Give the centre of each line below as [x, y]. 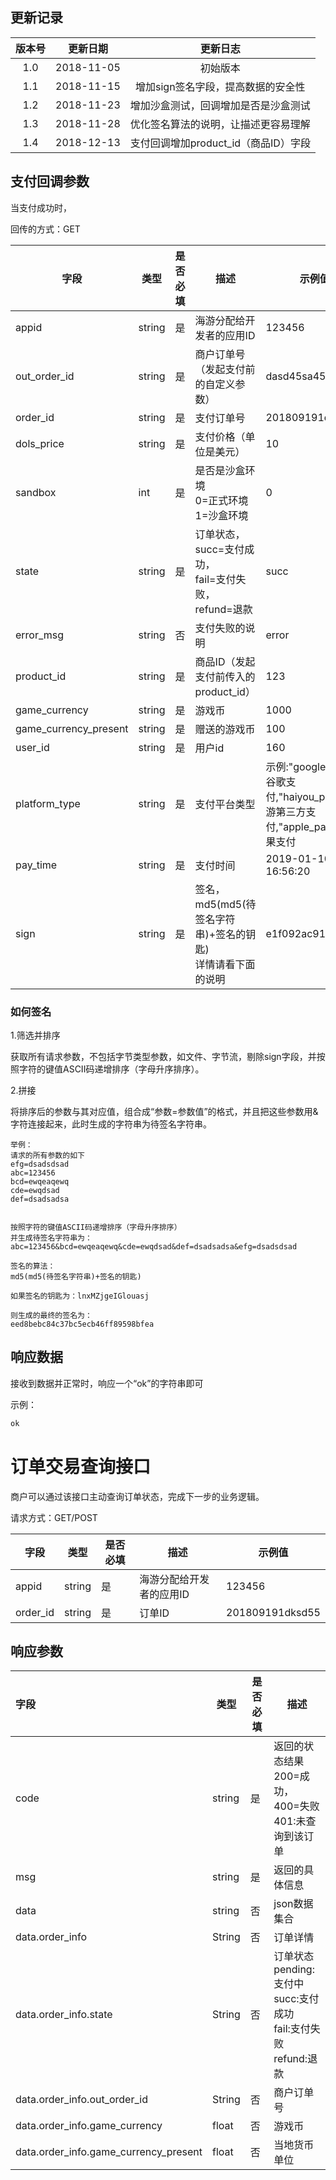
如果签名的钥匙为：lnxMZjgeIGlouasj [80, 1296]
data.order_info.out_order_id [81, 2100]
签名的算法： [33, 1266]
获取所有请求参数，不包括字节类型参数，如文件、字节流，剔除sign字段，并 [163, 1056]
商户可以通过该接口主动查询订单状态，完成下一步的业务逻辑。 [137, 1496]
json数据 [293, 1904]
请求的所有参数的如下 [47, 1155]
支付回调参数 [50, 181]
